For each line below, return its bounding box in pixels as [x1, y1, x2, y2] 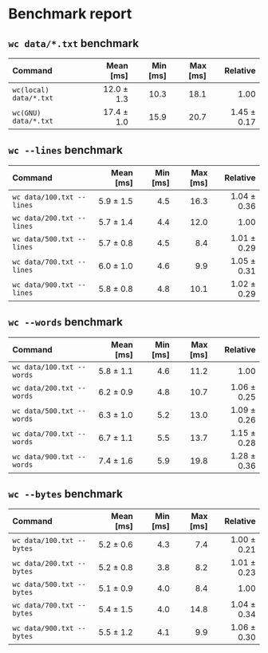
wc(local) [12, 85, 49, 94]
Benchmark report [8, 5, 132, 23]
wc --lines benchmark [8, 144, 124, 157]
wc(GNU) [12, 108, 41, 117]
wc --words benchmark [8, 316, 124, 329]
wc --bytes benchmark [8, 487, 124, 501]
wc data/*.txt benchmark [8, 37, 140, 50]
